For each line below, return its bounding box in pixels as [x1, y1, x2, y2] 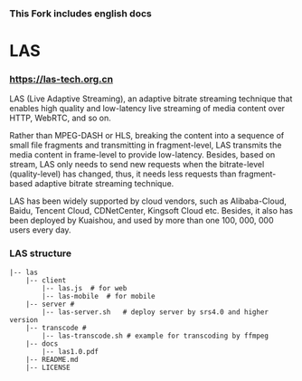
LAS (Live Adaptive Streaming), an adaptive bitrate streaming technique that [9, 93, 293, 104]
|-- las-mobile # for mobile [42, 291, 156, 300]
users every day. [9, 224, 71, 235]
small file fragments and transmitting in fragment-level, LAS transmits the [9, 139, 282, 151]
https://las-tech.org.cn [9, 73, 114, 86]
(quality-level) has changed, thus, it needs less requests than [9, 168, 237, 179]
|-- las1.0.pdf [42, 347, 99, 356]
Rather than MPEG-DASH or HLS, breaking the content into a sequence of [9, 130, 285, 141]
